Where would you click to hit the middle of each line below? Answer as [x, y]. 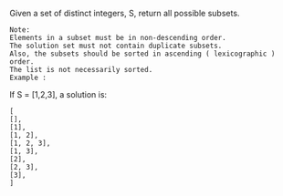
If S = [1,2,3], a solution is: [58, 94]
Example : [28, 77]
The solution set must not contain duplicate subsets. [116, 46]
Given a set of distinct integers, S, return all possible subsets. [125, 13]
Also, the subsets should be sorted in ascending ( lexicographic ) [142, 54]
